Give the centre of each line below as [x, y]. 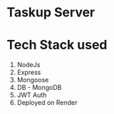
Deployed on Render [47, 103]
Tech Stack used [57, 45]
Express [29, 73]
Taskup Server [51, 12]
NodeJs [28, 65]
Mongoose [33, 80]
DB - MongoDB [39, 88]
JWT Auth [32, 95]
